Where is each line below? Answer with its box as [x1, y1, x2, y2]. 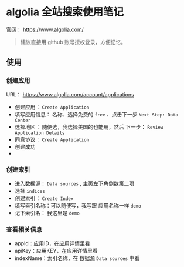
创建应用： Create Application [14, 104, 90, 111]
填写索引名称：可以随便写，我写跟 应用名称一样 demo [14, 202, 142, 209]
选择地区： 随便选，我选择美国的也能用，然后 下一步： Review [14, 123, 163, 130]
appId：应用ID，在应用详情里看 [14, 240, 90, 247]
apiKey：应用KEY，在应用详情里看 [14, 248, 98, 255]
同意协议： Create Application [14, 136, 90, 143]
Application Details [14, 130, 65, 136]
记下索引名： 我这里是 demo [14, 209, 80, 216]
